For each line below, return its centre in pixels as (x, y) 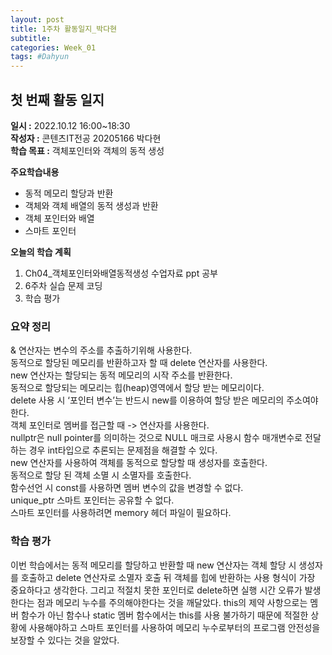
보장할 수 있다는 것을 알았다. (65, 640)
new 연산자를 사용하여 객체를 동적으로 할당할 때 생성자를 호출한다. (139, 463)
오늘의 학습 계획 (41, 252)
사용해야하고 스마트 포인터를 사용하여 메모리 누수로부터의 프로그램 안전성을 (174, 627)
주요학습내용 (35, 172)
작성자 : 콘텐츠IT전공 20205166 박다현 (86, 138)
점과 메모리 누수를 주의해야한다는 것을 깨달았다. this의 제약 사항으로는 (172, 602)
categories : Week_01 (53, 47)
